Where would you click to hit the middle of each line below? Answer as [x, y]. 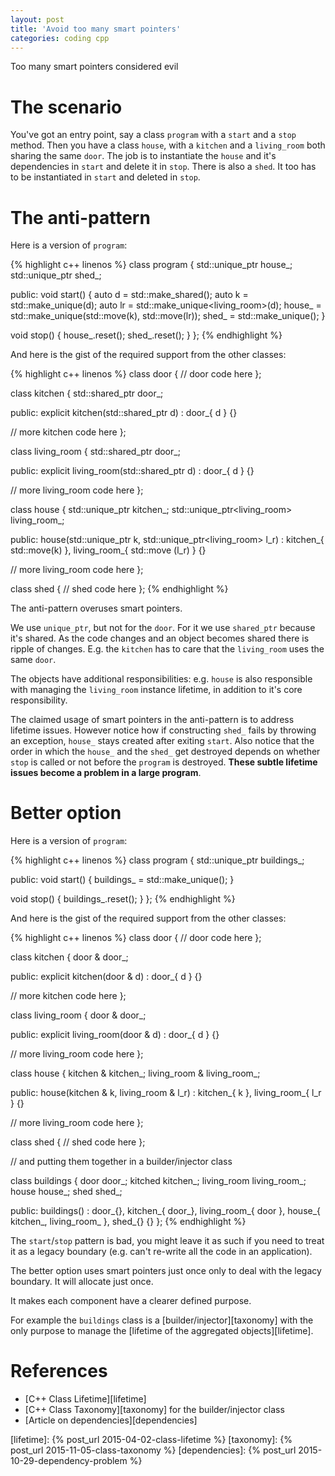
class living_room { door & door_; [78, 1015]
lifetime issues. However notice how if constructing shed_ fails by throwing [163, 730]
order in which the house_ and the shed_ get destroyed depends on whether [165, 752]
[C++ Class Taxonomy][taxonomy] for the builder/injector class [154, 1410]
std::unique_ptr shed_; [56, 275]
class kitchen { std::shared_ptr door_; [87, 393]
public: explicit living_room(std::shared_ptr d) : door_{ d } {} [132, 471]
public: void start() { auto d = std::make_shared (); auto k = [129, 295]
